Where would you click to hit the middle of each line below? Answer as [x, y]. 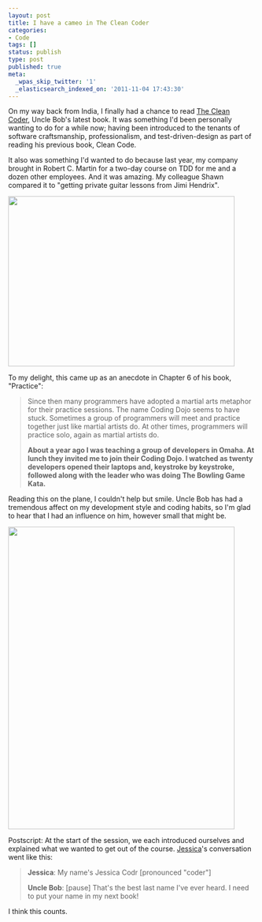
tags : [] [22, 45]
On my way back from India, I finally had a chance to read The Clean [119, 111]
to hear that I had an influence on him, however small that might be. [117, 516]
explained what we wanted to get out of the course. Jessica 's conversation [130, 849]
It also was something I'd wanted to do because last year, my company [123, 160]
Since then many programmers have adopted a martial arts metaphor [139, 401]
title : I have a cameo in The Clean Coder [79, 23]
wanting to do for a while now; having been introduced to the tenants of [124, 128]
